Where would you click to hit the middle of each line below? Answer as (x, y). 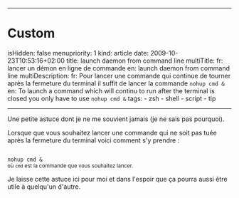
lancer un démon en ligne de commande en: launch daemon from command (118, 68)
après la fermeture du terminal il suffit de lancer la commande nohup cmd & (116, 83)
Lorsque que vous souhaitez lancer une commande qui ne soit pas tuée (112, 132)
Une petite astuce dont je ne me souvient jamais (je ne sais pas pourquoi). (116, 119)
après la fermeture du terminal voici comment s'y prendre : (94, 140)
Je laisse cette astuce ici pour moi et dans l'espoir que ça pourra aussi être (117, 179)
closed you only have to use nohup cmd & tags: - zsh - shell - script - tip (112, 98)
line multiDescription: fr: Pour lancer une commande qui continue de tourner (119, 75)
